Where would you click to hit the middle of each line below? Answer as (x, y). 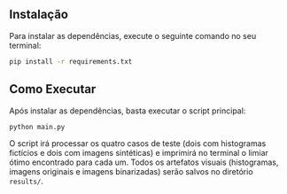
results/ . (27, 182)
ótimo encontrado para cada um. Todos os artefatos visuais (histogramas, (144, 162)
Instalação (39, 15)
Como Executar (53, 89)
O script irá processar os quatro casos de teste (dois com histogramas (138, 144)
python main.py (37, 127)
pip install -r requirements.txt (71, 61)
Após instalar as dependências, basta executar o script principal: (128, 111)
